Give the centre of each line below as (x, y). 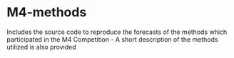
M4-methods (47, 12)
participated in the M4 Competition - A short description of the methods (112, 39)
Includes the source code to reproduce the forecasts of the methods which (117, 32)
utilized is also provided (41, 47)
